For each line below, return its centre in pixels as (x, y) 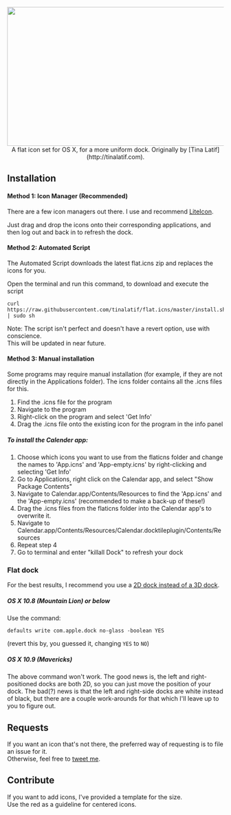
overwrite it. (34, 516)
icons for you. (27, 270)
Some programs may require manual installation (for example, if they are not (115, 374)
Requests (28, 727)
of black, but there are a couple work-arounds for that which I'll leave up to (113, 699)
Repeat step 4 (37, 544)
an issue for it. (27, 752)
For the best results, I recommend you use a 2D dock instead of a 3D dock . (113, 585)
